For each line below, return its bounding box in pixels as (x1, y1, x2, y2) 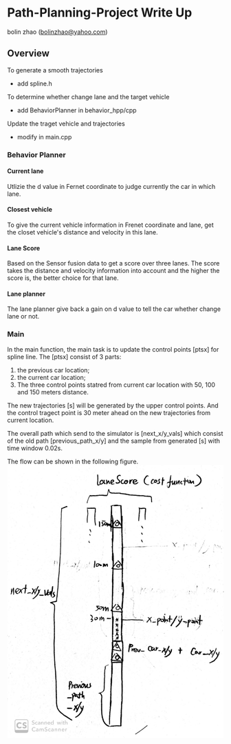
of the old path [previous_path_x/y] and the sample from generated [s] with (7, 436, 220, 445)
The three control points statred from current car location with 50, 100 (16, 381, 215, 389)
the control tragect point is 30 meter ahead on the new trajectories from (7, 408, 211, 416)
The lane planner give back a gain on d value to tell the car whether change (7, 305, 221, 313)
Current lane (7, 167, 44, 175)
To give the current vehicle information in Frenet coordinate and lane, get (7, 221, 214, 229)
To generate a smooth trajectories (7, 66, 103, 74)
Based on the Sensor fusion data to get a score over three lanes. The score (7, 259, 220, 268)
